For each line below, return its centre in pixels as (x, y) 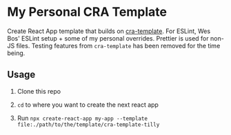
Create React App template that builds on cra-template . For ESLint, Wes (109, 31)
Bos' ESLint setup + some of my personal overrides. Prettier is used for (108, 38)
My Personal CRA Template (87, 12)
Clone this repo (39, 91)
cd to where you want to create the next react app (88, 105)
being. (16, 53)
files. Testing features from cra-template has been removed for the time (118, 45)
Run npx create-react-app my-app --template (82, 118)
